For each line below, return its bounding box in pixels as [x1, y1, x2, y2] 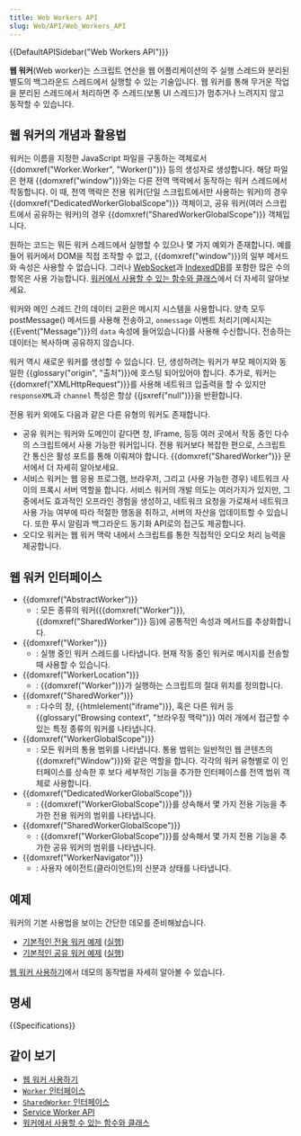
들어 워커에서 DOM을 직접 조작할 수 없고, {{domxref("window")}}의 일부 [9, 251, 265, 262]
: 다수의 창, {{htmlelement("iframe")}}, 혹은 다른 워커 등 [35, 701, 235, 711]
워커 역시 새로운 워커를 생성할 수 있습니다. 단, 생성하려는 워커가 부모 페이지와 [9, 356, 278, 367]
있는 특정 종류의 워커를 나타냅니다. [35, 723, 156, 734]
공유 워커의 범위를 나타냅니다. [52, 842, 156, 853]
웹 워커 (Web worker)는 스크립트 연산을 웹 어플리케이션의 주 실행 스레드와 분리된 [9, 65, 290, 76]
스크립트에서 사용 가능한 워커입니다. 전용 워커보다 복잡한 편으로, [31, 440, 255, 451]
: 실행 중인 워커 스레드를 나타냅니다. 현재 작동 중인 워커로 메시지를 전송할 [35, 649, 290, 659]
